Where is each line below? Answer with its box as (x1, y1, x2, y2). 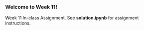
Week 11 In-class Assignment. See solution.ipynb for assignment (5, 15, 139, 21)
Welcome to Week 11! (5, 3, 57, 10)
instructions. (5, 20, 31, 26)
